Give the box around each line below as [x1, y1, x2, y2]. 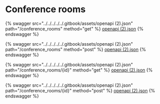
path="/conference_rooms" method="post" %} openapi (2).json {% [5, 46, 146, 52]
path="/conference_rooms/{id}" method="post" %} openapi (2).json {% [5, 87, 155, 93]
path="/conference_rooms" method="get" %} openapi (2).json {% [5, 25, 144, 31]
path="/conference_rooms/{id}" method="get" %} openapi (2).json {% [5, 67, 153, 73]
